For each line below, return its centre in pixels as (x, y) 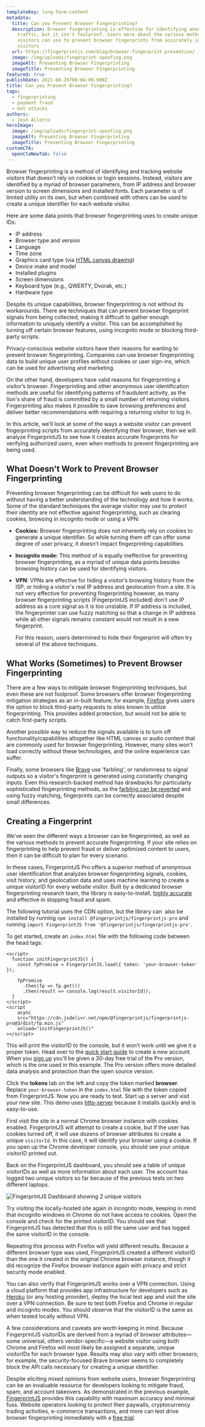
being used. (21, 450)
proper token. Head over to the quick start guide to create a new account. (99, 1052)
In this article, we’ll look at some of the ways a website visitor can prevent (99, 424)
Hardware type (34, 292)
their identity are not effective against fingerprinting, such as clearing (93, 513)
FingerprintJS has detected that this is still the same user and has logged (98, 1227)
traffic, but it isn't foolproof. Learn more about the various (101, 35)
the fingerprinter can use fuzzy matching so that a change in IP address (106, 613)
